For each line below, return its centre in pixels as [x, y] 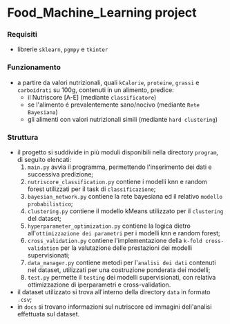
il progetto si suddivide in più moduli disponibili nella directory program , [118, 152]
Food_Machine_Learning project [102, 13]
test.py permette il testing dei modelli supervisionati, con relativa [122, 278]
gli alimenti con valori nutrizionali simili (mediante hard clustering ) [123, 119]
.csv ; [25, 300]
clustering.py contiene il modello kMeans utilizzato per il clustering [125, 211]
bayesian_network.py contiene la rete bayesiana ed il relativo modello [125, 197]
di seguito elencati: [44, 160]
